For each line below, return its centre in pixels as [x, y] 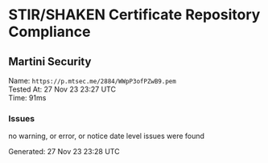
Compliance [49, 32]
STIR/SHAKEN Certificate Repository [134, 15]
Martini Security [50, 61]
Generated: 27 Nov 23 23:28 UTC [64, 152]
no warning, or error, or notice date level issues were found [107, 136]
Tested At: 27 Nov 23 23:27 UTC [62, 89]
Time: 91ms [27, 98]
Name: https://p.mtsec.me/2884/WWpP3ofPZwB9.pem [93, 81]
